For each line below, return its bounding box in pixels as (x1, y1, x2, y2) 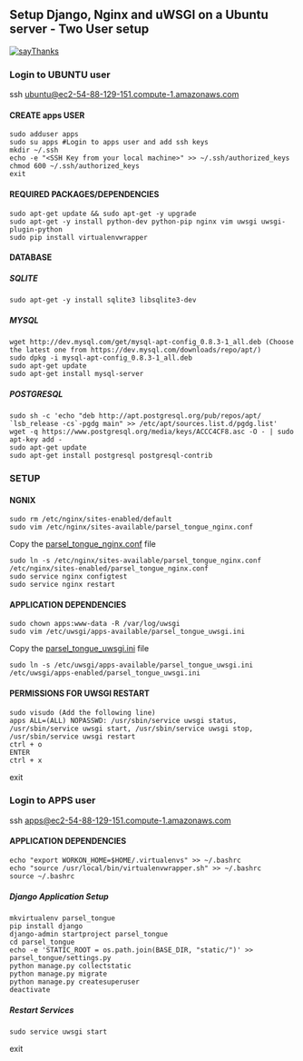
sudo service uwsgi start (9, 1026, 107, 1036)
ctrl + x (9, 756, 43, 765)
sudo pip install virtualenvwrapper (9, 233, 148, 242)
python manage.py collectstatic (9, 962, 132, 971)
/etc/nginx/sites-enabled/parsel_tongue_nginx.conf (9, 564, 209, 573)
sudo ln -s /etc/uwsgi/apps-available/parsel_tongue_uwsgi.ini (9, 660, 254, 670)
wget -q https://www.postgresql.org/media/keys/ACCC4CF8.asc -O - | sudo (9, 427, 295, 437)
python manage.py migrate (9, 969, 107, 979)
